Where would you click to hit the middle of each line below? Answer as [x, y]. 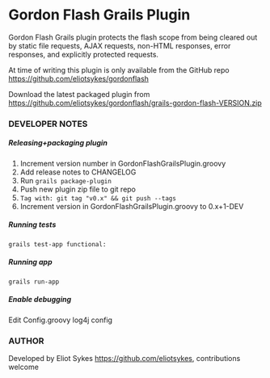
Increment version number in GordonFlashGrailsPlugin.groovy [123, 163]
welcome [23, 367]
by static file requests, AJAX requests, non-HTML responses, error [120, 45]
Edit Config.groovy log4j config [61, 320]
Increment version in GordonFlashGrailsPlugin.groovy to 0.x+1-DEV [132, 206]
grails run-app [34, 281]
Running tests [32, 225]
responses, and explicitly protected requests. [84, 54]
